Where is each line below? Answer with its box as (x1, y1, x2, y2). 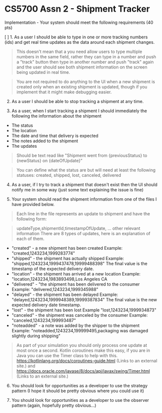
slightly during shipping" (11, 333, 61, 339)
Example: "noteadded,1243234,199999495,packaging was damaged (11, 327, 148, 333)
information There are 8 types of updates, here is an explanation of (16, 230, 151, 236)
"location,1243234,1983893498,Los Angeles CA (11, 276, 108, 282)
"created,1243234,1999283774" (11, 250, 76, 256)
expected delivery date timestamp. (11, 302, 81, 308)
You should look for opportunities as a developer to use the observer (11, 397, 149, 403)
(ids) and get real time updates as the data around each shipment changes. (4, 39, 155, 45)
